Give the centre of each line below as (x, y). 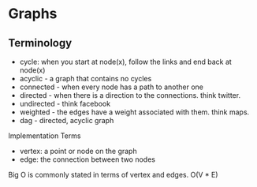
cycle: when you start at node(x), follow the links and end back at (126, 62)
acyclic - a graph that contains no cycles (86, 79)
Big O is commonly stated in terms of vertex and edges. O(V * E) (113, 175)
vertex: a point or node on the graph (78, 151)
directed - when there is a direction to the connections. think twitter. (130, 95)
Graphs (33, 14)
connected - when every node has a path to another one (111, 87)
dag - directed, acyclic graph (67, 120)
